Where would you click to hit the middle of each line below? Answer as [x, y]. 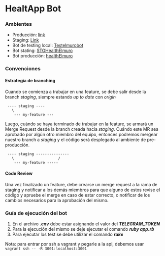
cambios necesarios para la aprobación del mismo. [57, 200]
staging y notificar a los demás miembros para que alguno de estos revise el [82, 190]
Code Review [19, 173]
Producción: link [29, 35]
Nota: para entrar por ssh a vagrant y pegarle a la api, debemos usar [75, 244]
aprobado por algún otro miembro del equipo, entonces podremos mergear [81, 134]
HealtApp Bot [33, 9]
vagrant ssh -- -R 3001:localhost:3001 [46, 249]
